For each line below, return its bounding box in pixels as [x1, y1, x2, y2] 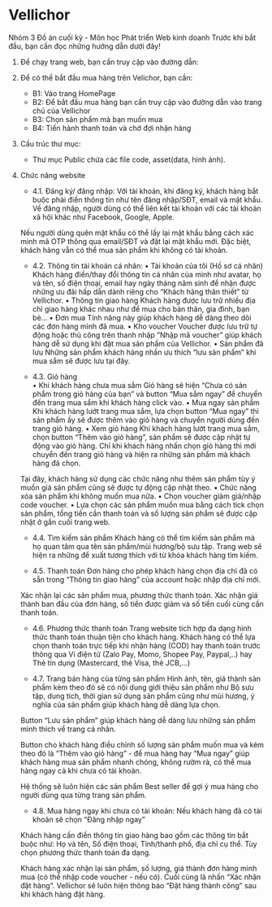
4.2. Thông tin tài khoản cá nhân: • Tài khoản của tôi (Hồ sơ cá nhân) [32, 260, 264, 270]
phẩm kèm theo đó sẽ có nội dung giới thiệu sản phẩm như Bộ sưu [32, 682, 254, 692]
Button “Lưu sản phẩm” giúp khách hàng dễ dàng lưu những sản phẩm [19, 715, 256, 725]
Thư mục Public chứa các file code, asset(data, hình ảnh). [32, 155, 226, 164]
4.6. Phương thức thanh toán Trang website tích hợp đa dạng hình [32, 623, 252, 633]
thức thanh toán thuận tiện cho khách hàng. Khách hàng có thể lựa [32, 632, 256, 642]
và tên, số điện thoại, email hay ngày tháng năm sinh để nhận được [32, 278, 257, 288]
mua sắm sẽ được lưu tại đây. [32, 355, 131, 365]
